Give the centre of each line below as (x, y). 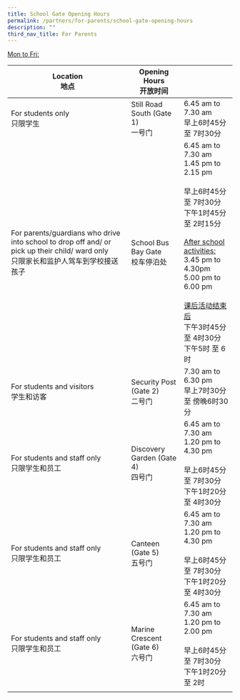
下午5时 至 (201, 349)
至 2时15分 (202, 224)
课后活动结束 (205, 306)
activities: (200, 251)
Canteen (145, 544)
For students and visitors (52, 386)
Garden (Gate (154, 458)
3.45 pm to (202, 260)
